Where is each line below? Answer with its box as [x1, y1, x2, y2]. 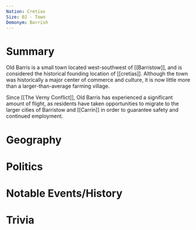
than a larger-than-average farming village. [6, 83, 110, 90]
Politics [6, 160, 43, 173]
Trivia [6, 214, 35, 227]
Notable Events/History [6, 187, 123, 200]
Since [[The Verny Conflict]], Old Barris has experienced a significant [6, 94, 173, 101]
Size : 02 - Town [6, 14, 46, 20]
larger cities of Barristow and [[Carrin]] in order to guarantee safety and [6, 107, 179, 114]
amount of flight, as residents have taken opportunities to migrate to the [6, 100, 180, 107]
